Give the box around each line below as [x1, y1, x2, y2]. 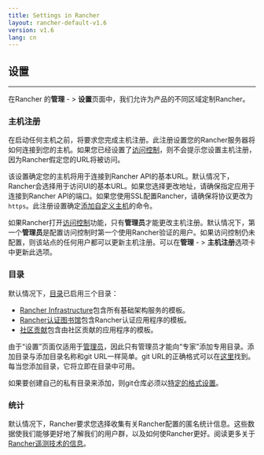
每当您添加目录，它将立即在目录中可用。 [8, 361, 139, 371]
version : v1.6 [8, 26, 55, 34]
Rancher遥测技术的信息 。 [8, 438, 90, 448]
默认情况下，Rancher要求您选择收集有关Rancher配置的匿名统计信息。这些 [8, 419, 248, 428]
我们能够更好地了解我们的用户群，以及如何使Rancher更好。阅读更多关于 [21, 428, 255, 438]
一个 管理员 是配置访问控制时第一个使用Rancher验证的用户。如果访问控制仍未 [8, 227, 255, 237]
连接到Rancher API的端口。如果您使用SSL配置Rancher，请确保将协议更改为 [8, 191, 253, 201]
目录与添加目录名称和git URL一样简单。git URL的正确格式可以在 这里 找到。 [14, 351, 255, 361]
